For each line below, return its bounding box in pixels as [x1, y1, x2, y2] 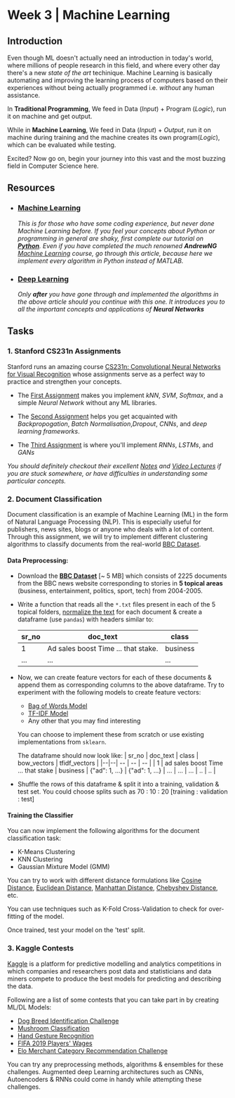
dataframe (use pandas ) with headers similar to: [17, 615, 154, 624]
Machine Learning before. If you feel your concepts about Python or [17, 226, 215, 235]
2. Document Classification [7, 494, 102, 504]
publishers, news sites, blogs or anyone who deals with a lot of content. [7, 524, 215, 534]
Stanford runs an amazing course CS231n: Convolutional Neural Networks [7, 362, 221, 370]
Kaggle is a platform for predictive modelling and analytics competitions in [7, 960, 222, 968]
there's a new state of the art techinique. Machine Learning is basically [7, 69, 213, 77]
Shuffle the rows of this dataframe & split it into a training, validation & [17, 780, 220, 789]
